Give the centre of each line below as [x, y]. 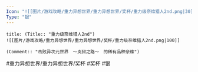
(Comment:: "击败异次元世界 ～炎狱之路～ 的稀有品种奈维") [73, 52]
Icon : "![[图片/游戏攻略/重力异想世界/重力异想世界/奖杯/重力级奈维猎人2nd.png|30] [100, 11]
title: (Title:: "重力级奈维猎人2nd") [51, 34]
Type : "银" [19, 17]
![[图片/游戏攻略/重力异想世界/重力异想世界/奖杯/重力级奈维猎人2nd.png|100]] [93, 40]
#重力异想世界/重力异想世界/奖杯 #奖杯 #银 [58, 63]
